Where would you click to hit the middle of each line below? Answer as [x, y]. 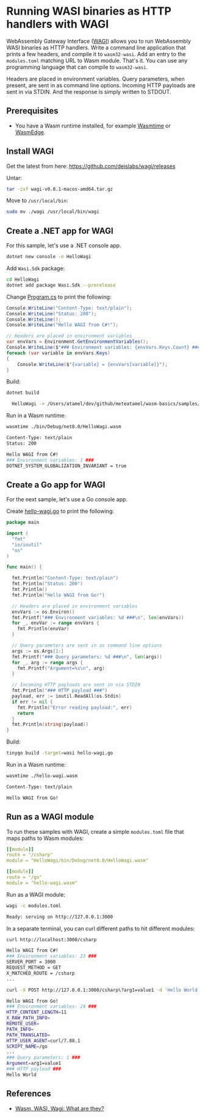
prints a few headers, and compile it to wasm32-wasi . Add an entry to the [96, 54]
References [29, 1094]
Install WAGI [30, 152]
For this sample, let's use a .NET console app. [64, 246]
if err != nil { [32, 702]
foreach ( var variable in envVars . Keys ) [59, 353]
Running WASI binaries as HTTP [89, 11]
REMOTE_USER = [23, 1023]
